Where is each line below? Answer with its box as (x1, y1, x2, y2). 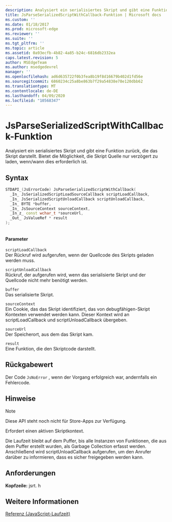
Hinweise (5, 395, 36, 403)
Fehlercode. (5, 379, 31, 385)
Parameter (5, 236, 28, 242)
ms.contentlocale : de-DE (5, 88, 58, 94)
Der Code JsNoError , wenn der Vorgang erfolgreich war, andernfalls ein (5, 374, 157, 380)
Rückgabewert (5, 360, 53, 369)
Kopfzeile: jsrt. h (5, 482, 41, 489)
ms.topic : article (5, 46, 45, 51)
